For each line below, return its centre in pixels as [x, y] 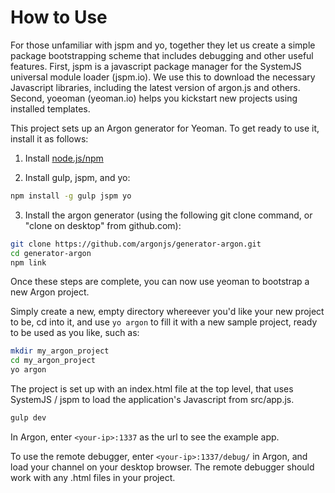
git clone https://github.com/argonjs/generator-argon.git [136, 244]
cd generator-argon [51, 253]
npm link [28, 262]
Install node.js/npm [64, 158]
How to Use [59, 17]
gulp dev [28, 418]
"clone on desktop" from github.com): [103, 225]
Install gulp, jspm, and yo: [77, 177]
